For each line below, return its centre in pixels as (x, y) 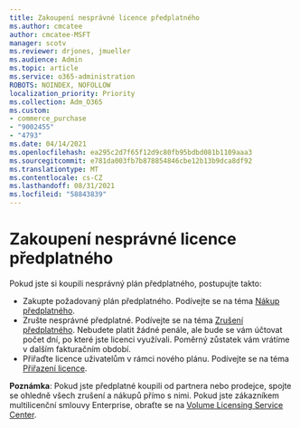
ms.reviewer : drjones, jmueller (70, 52)
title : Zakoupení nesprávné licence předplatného (105, 18)
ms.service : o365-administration (72, 77)
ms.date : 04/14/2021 (48, 144)
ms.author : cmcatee (46, 26)
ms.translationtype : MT (54, 169)
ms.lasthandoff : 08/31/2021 (62, 186)
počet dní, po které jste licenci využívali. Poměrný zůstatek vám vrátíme (156, 339)
